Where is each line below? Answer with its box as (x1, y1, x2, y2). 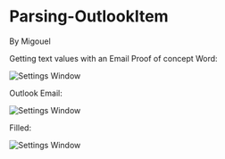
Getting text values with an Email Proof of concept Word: (9, 53, 218, 63)
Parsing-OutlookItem (9, 6, 169, 27)
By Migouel (9, 36, 51, 46)
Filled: (9, 122, 32, 133)
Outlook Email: (9, 88, 62, 98)
